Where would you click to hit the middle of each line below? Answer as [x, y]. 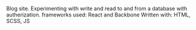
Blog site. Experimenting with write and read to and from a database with [97, 9]
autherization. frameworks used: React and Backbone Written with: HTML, [99, 15]
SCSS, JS [18, 21]
